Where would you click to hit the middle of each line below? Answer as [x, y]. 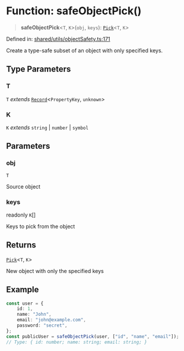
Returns [21, 245]
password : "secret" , [42, 325]
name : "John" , [34, 314]
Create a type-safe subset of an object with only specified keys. [85, 50]
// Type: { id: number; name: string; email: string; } [77, 342]
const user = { [25, 303]
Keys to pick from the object [41, 226]
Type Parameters [39, 69]
